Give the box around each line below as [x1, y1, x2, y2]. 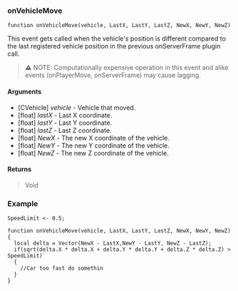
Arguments [7, 87, 42, 96]
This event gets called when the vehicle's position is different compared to [7, 34, 227, 43]
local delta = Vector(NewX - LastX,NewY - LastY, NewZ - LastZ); [14, 240, 212, 247]
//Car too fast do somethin [20, 265, 103, 272]
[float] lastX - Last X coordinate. [17, 111, 113, 119]
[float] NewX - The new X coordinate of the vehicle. [17, 133, 170, 142]
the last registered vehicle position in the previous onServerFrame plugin [7, 42, 221, 51]
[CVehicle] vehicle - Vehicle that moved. [17, 103, 136, 112]
